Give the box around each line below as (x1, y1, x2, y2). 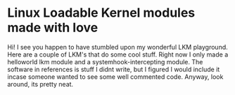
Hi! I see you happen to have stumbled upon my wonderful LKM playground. (7, 43, 229, 51)
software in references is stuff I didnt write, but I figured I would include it (7, 65, 220, 73)
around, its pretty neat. (7, 80, 74, 88)
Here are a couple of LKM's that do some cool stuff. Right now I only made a (7, 50, 229, 59)
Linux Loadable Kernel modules (7, 5, 196, 21)
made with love (7, 20, 99, 36)
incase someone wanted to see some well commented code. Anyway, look (7, 72, 224, 81)
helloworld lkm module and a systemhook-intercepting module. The (7, 57, 203, 66)
